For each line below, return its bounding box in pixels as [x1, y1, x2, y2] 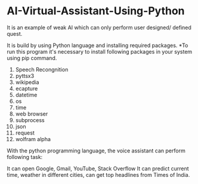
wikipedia [15, 79, 39, 86]
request [15, 129, 35, 136]
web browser [15, 110, 48, 117]
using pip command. [7, 54, 57, 61]
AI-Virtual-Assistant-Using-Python [7, 4, 185, 18]
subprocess [15, 116, 45, 123]
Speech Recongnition [15, 66, 69, 73]
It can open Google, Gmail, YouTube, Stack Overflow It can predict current [7, 165, 189, 172]
